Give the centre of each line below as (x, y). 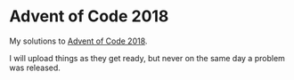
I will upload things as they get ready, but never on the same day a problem (147, 58)
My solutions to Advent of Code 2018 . (78, 41)
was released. (35, 68)
